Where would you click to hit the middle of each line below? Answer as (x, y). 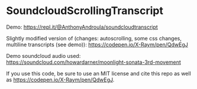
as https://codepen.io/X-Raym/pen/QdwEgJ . (60, 80)
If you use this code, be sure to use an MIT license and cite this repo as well (98, 73)
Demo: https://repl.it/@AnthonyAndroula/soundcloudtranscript (82, 27)
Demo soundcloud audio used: (43, 56)
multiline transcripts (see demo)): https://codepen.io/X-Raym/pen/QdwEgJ (97, 44)
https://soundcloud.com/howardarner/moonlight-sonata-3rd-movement (94, 62)
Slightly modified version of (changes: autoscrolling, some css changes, (94, 38)
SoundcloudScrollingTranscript (85, 11)
